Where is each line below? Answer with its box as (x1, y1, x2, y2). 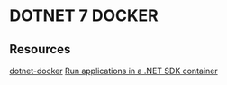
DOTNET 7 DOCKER (9, 5, 159, 26)
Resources (9, 42, 71, 57)
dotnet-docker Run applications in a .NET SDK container (9, 65, 218, 76)
